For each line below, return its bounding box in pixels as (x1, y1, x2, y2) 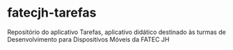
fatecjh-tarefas (7, 5, 97, 21)
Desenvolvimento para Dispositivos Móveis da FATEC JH (7, 35, 170, 43)
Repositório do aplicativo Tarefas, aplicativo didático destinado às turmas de (7, 28, 226, 36)
